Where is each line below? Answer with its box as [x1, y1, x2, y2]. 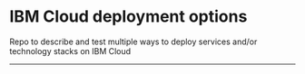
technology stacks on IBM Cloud [9, 45, 132, 56]
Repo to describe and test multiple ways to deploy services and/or [9, 36, 258, 47]
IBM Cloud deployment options [9, 6, 248, 27]
